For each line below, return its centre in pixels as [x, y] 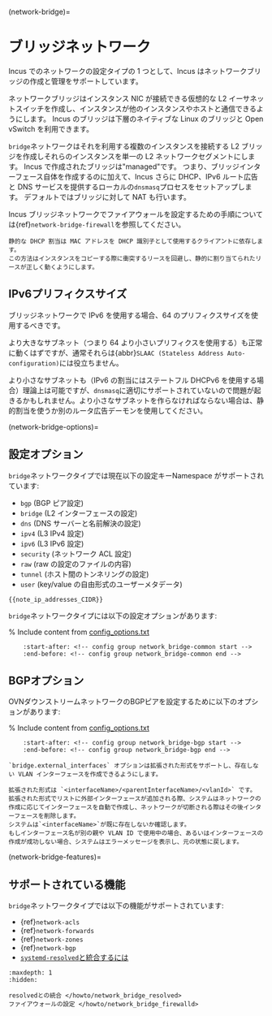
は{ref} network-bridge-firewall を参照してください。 [97, 224]
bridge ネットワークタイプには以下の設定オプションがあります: [113, 616]
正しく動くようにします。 [63, 267]
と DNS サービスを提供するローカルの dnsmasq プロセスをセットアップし [127, 187]
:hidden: [23, 980]
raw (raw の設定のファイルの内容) [76, 564]
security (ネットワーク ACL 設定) [76, 553]
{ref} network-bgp [48, 948]
